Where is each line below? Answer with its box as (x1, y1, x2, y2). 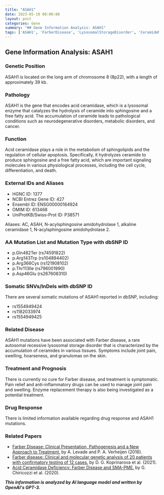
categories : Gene (5, 21, 41, 26)
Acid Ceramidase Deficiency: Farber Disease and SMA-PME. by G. (12, 465, 146, 470)
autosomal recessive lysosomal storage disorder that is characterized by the (5, 343, 159, 348)
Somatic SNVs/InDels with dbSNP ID (5, 283, 93, 290)
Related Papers (5, 432, 42, 439)
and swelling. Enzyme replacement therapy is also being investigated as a (5, 387, 154, 393)
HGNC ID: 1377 (12, 191, 42, 197)
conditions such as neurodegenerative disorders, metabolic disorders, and (5, 118, 155, 124)
